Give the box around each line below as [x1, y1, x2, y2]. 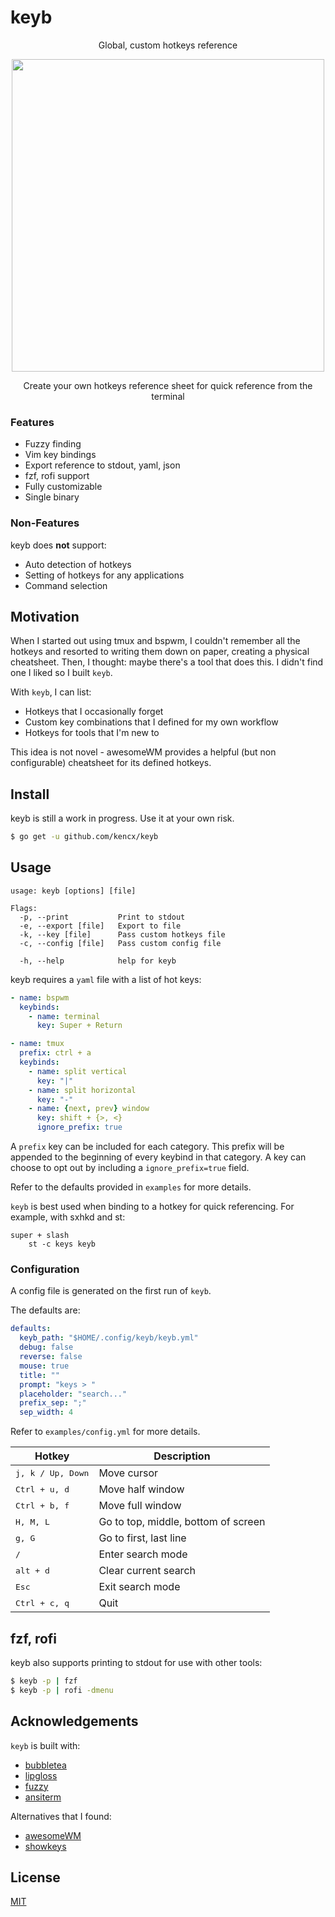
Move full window [98, 1499, 182, 1513]
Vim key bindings [24, 449, 97, 461]
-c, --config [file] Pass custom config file [19, 938, 222, 948]
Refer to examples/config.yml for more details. [10, 1426, 201, 1438]
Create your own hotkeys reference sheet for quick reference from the [23, 379, 313, 391]
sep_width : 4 [19, 1407, 74, 1418]
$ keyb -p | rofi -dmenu [10, 1685, 114, 1695]
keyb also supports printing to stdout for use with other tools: [10, 1656, 263, 1668]
